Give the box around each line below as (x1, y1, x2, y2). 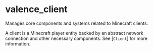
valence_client (5, 4, 68, 15)
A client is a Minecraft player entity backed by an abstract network (5, 30, 144, 36)
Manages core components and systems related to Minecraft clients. (5, 20, 148, 26)
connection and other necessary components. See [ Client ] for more (5, 35, 148, 41)
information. (5, 40, 31, 46)
